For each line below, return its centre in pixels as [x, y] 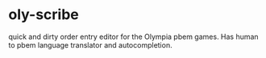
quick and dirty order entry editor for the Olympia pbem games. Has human [134, 37]
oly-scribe [44, 15]
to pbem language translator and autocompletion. [90, 44]
